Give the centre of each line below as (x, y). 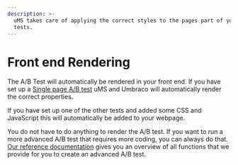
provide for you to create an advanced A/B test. (77, 154)
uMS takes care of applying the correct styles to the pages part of (118, 21)
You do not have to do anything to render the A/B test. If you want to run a (115, 132)
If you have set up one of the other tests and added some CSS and (104, 110)
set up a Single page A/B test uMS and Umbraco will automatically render (114, 89)
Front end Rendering (69, 62)
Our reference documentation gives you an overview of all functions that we (118, 147)
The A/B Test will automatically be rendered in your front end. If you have (114, 81)
